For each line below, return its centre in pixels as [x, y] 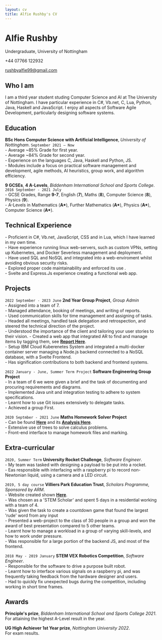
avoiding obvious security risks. [37, 263]
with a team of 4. [22, 505]
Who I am [19, 85]
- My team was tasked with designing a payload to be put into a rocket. [76, 465]
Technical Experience [38, 226]
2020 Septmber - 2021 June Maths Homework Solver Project [66, 417]
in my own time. [21, 242]
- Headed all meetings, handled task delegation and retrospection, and [75, 320]
